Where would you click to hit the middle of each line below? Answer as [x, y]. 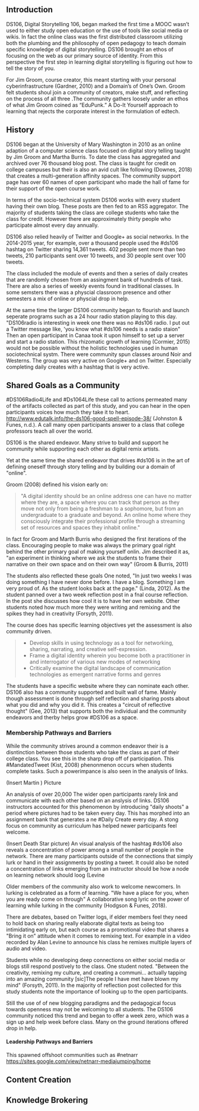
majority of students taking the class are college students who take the [93, 212]
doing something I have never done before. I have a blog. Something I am [95, 582]
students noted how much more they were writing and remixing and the [93, 607]
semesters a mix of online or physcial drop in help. [68, 299]
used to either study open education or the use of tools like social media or [97, 30]
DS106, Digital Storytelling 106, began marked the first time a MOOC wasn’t [98, 24]
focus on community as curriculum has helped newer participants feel [92, 826]
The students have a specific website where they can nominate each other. [98, 686]
